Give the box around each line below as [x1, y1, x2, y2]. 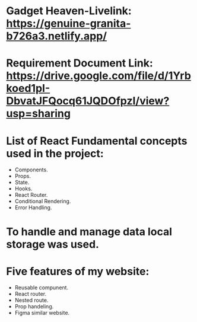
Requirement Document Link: [6, 56, 153, 70]
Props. [14, 173, 31, 180]
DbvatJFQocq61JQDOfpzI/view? [6, 94, 170, 108]
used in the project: [6, 146, 104, 160]
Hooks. [14, 185, 33, 192]
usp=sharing [6, 107, 71, 120]
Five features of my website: [6, 264, 150, 278]
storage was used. [6, 237, 100, 251]
